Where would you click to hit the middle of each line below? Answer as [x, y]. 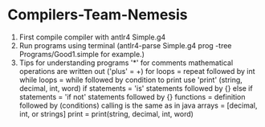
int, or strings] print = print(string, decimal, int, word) [106, 113]
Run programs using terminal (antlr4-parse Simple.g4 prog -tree [125, 45]
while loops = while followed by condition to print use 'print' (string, [130, 80]
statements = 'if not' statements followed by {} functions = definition [132, 96]
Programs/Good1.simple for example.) [82, 54]
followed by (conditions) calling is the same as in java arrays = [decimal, [138, 105]
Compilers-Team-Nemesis [98, 15]
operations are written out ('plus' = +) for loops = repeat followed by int [137, 71]
